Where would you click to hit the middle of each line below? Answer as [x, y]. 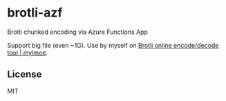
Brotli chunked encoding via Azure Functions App [78, 32]
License [25, 74]
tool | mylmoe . [28, 53]
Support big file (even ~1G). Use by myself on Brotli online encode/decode [113, 45]
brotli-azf [35, 13]
